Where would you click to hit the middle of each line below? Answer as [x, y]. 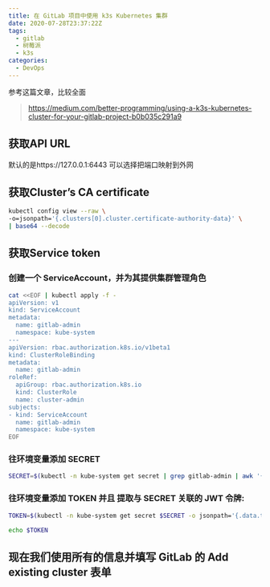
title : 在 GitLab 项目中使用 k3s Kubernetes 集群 [88, 16]
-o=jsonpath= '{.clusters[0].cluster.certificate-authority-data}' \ [125, 219]
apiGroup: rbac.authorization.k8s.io [79, 385]
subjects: [25, 407]
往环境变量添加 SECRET [54, 459]
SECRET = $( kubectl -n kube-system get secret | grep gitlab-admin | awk [131, 476]
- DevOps [30, 68]
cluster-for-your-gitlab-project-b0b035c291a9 [105, 116]
